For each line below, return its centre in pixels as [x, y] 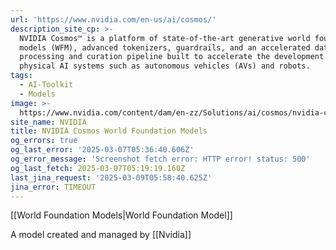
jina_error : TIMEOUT [53, 187]
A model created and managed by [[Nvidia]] [101, 235]
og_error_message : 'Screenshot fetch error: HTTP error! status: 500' [160, 159]
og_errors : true [44, 141]
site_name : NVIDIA [48, 122]
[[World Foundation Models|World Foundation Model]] [121, 215]
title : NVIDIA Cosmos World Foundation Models [109, 131]
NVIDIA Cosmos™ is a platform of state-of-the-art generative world [165, 38]
